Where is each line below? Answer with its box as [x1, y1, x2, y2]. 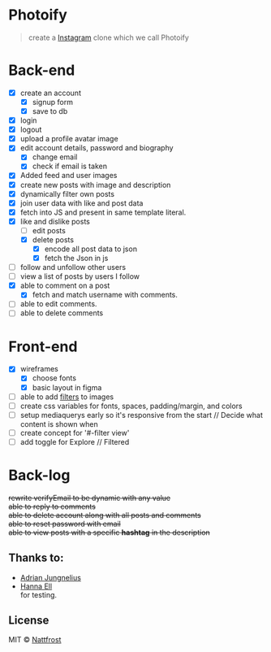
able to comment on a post [19, 280, 110, 290]
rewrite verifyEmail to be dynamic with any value [8, 493, 171, 502]
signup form [32, 97, 73, 106]
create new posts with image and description [19, 180, 171, 189]
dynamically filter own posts [19, 189, 115, 198]
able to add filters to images [19, 392, 114, 402]
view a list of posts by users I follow [19, 272, 140, 281]
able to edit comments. [19, 299, 97, 309]
